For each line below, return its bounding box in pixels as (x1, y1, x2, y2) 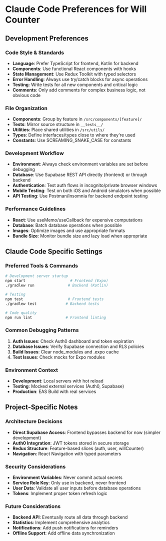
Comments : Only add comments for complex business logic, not (12, 86, 146, 93)
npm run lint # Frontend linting (5, 315, 106, 320)
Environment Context (5, 366, 58, 373)
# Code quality (5, 310, 37, 315)
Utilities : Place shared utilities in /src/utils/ (12, 126, 105, 133)
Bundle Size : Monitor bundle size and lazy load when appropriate (12, 232, 147, 238)
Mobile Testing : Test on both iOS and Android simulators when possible (12, 187, 161, 193)
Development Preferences (5, 34, 89, 42)
